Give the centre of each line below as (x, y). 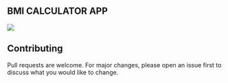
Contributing (35, 49)
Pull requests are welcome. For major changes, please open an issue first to (114, 65)
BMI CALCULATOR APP (58, 11)
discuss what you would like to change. (63, 72)
